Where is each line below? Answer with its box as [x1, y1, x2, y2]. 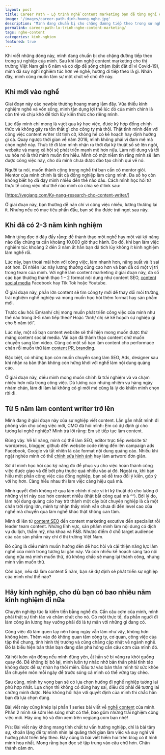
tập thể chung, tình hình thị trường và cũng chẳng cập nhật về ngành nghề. [5, 639, 157, 645]
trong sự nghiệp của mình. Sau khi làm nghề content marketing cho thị [5, 57, 147, 64]
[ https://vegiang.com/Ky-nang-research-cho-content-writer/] [5, 192, 130, 198]
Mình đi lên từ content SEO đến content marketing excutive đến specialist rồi [5, 518, 160, 524]
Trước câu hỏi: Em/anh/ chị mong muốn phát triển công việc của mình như [5, 309, 156, 315]
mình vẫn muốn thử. [5, 559, 46, 565]
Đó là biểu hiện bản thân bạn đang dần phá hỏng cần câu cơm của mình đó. [5, 644, 159, 650]
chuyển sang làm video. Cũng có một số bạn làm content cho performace [5, 340, 154, 346]
